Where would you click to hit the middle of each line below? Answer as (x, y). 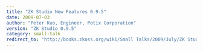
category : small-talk (34, 34)
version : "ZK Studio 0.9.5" (42, 28)
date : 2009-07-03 (28, 17)
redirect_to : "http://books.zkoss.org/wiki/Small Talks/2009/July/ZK (96, 39)
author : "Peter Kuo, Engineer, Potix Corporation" (71, 23)
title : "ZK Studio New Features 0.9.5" (56, 12)
